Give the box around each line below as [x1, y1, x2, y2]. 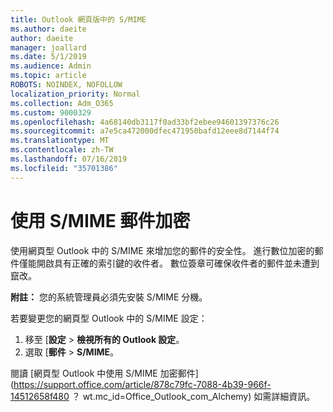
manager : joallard [10, 42, 87, 53]
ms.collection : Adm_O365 [10, 98, 114, 108]
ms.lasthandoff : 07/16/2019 [10, 154, 128, 164]
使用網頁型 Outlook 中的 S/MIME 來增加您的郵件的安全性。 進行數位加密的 [10, 244, 315, 256]
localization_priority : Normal [10, 89, 141, 99]
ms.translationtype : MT [10, 136, 110, 146]
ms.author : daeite [10, 24, 87, 34]
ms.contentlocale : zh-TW [10, 145, 114, 155]
